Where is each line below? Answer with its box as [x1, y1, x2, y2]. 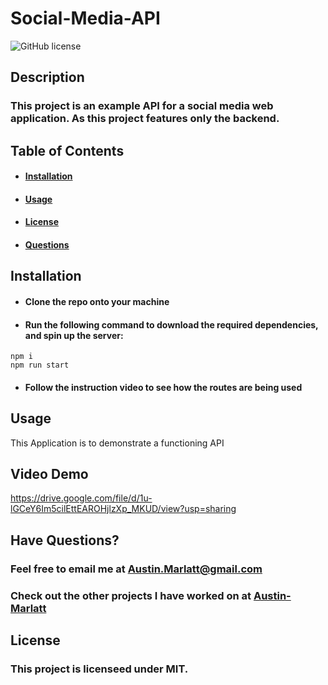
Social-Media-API [10, 7, 161, 30]
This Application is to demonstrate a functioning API [10, 437, 225, 449]
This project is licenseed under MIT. [10, 662, 189, 676]
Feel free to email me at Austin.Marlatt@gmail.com [10, 562, 263, 576]
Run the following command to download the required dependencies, [24, 318, 319, 331]
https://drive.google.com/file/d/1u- [10, 492, 153, 504]
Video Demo [10, 466, 89, 482]
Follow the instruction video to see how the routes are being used [24, 381, 303, 393]
